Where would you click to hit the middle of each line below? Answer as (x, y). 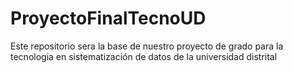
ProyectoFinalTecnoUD (108, 18)
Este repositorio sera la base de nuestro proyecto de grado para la (147, 46)
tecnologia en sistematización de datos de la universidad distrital (144, 56)
